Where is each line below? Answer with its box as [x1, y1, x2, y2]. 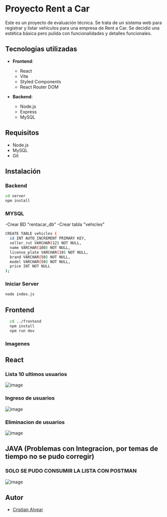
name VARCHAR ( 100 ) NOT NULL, [10, 245, 71, 250]
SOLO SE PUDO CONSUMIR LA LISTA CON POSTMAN [5, 467, 137, 474]
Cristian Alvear [12, 506, 44, 512]
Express [20, 108, 37, 114]
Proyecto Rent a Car [5, 3, 90, 15]
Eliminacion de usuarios [5, 419, 65, 426]
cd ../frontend [10, 319, 42, 324]
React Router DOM [20, 84, 59, 90]
